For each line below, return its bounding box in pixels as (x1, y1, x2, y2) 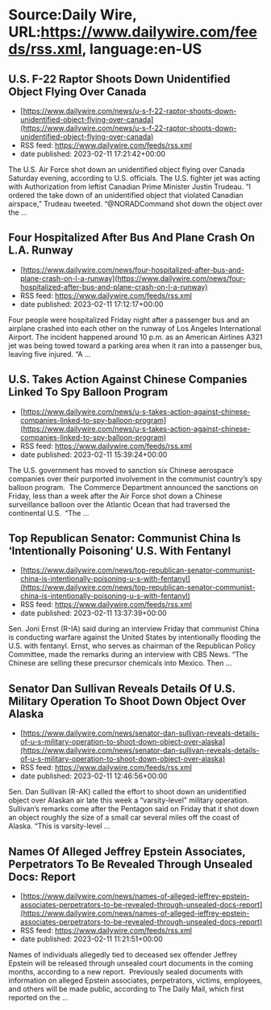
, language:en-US (81, 40, 202, 58)
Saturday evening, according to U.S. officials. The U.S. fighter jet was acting (8, 174, 261, 182)
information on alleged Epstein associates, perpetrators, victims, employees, (8, 975, 263, 986)
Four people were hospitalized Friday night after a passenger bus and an (8, 315, 250, 325)
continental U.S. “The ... (8, 508, 90, 518)
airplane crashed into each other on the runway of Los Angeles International (8, 323, 261, 333)
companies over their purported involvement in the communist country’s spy (8, 474, 262, 484)
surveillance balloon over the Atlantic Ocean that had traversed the (8, 499, 231, 509)
